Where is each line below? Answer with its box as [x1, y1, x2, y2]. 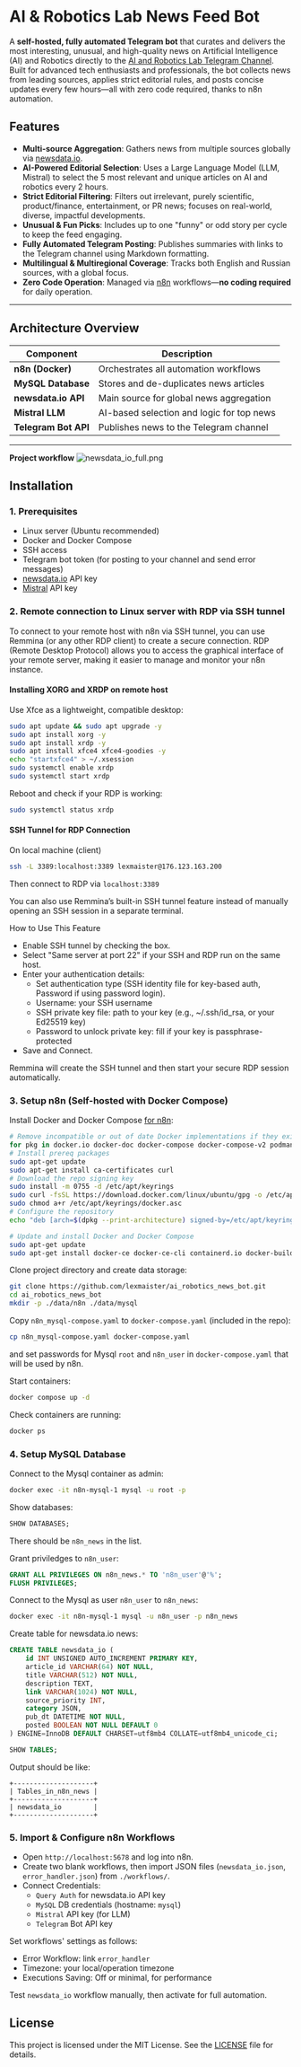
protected [35, 1035, 73, 1046]
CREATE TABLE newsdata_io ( [9, 1646, 115, 1655]
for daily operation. [21, 286, 93, 297]
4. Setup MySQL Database [9, 1447, 126, 1460]
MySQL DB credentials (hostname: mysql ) [35, 1899, 182, 1910]
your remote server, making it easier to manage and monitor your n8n [9, 654, 266, 665]
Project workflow [9, 452, 74, 463]
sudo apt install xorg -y [9, 730, 106, 739]
